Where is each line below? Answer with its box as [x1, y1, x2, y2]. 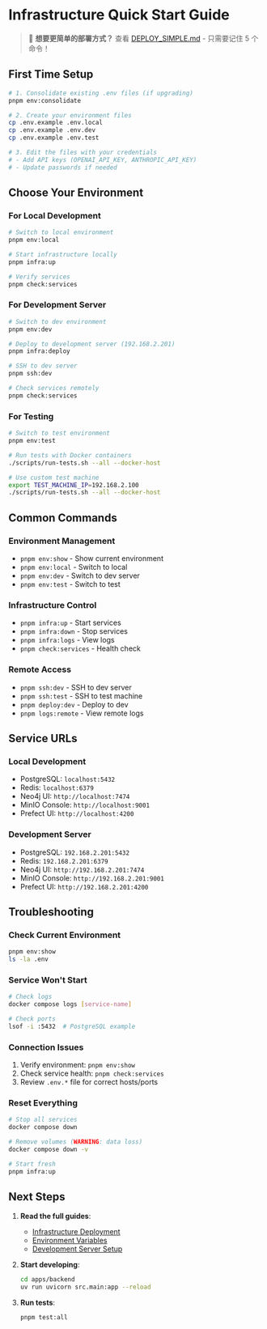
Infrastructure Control [8, 599, 97, 610]
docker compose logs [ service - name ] [8, 1000, 132, 1008]
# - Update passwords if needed [8, 163, 117, 172]
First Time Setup [8, 67, 94, 82]
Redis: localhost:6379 [19, 783, 95, 792]
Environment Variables [32, 1236, 108, 1246]
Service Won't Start [8, 974, 87, 985]
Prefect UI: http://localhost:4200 [19, 809, 134, 818]
